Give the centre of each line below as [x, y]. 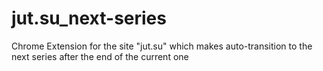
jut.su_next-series [89, 18]
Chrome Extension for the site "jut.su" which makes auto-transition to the [162, 46]
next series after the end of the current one [100, 56]
